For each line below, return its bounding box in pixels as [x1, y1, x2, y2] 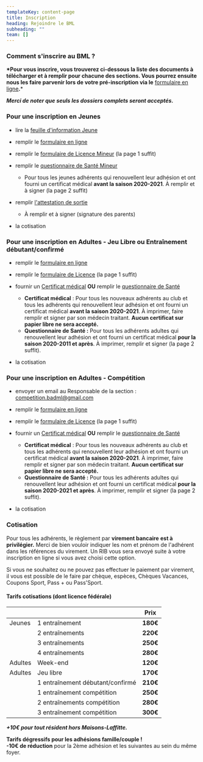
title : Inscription [6, 15, 56, 21]
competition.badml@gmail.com [15, 394, 94, 401]
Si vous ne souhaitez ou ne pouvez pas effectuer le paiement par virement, [6, 566, 195, 573]
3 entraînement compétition [37, 708, 117, 716]
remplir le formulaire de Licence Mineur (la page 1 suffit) [15, 150, 157, 157]
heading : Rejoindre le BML [6, 20, 75, 26]
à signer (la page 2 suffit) [24, 187, 88, 194]
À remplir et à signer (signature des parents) [24, 210, 136, 218]
